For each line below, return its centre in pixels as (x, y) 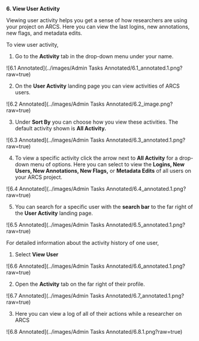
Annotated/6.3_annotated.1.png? (146, 140)
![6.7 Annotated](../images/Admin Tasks (55, 296)
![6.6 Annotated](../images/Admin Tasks (55, 266)
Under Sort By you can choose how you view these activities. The (97, 122)
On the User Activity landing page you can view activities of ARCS (97, 86)
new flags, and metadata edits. (44, 33)
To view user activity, (32, 45)
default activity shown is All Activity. (61, 128)
